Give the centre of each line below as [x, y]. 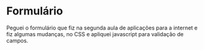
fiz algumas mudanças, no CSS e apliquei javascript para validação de [95, 34]
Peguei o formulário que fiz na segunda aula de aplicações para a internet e [102, 28]
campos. [17, 40]
